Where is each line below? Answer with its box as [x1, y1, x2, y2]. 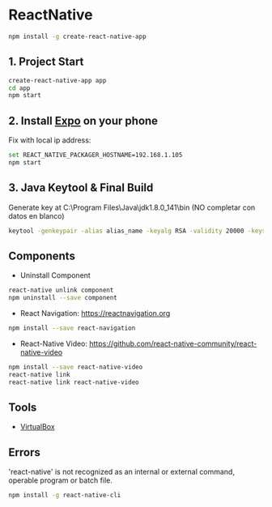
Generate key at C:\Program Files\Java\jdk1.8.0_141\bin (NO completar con [8, 202, 256, 212]
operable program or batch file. [8, 475, 113, 485]
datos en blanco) [8, 211, 65, 220]
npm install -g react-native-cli [8, 492, 121, 500]
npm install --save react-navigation [8, 324, 136, 333]
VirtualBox [19, 422, 55, 432]
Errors [8, 445, 40, 459]
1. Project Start [8, 55, 84, 69]
